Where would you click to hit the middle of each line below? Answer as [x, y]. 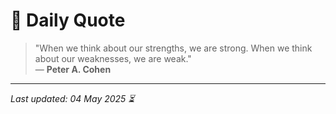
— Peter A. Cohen [73, 69]
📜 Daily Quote [68, 20]
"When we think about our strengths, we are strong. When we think [173, 48]
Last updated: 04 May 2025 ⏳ [72, 98]
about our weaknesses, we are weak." [113, 58]
